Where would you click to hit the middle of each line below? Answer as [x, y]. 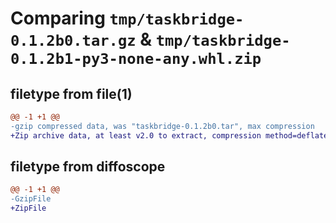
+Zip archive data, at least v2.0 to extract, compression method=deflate [169, 135]
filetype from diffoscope [88, 167]
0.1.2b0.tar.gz [73, 41]
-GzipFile [31, 199]
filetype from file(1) [71, 93]
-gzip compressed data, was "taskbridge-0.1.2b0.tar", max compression [162, 126]
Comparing [58, 18]
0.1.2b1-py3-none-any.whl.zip [136, 59]
